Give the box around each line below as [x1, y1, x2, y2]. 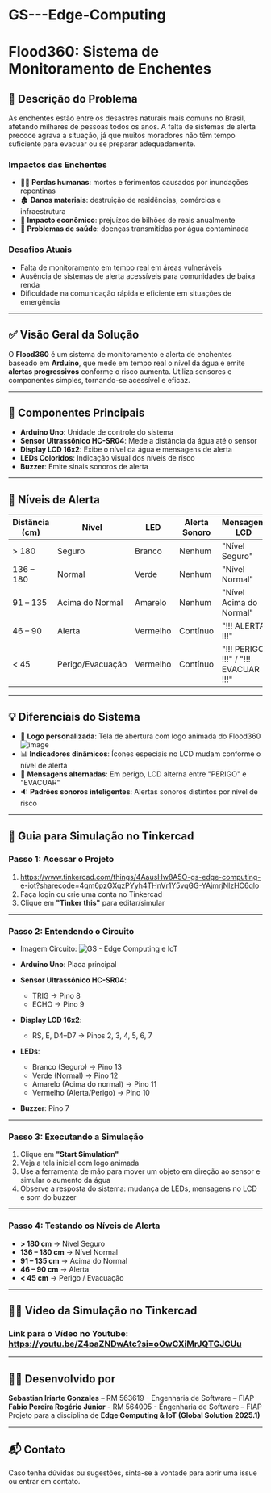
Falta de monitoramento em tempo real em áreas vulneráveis [19, 263, 222, 272]
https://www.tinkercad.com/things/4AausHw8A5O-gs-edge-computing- [19, 872, 261, 881]
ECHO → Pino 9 [31, 999, 85, 1009]
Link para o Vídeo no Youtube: [8, 1327, 129, 1339]
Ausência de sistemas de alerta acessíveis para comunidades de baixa [19, 271, 256, 280]
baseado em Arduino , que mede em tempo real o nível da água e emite [8, 358, 246, 368]
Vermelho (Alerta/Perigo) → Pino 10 [31, 1088, 151, 1098]
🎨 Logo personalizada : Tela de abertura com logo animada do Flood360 [19, 731, 261, 741]
